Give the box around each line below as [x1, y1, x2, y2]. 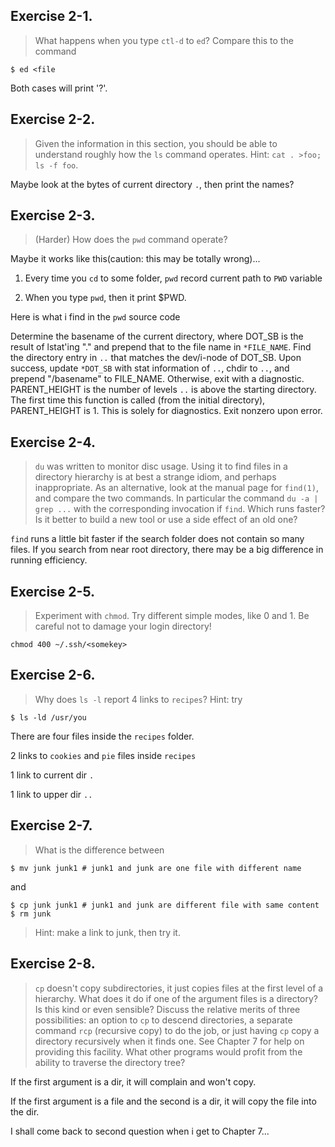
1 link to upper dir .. [10, 788, 93, 800]
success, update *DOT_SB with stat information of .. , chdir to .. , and [10, 362, 290, 374]
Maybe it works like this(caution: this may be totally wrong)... [10, 253, 261, 265]
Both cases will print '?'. [10, 82, 108, 94]
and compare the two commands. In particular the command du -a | [34, 492, 319, 504]
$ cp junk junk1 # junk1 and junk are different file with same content [10, 900, 320, 910]
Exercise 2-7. [10, 817, 93, 834]
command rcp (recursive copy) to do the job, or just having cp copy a [34, 1024, 320, 1036]
